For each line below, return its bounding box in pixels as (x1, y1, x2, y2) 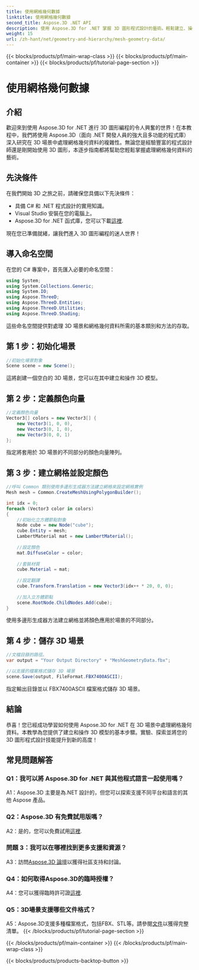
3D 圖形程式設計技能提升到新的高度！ (6, 736, 98, 743)
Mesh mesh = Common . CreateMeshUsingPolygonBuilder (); (6, 490, 142, 496)
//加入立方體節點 (17, 594, 53, 600)
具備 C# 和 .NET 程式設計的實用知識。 (14, 202, 108, 209)
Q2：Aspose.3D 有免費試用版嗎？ (6, 812, 104, 821)
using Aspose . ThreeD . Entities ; (6, 300, 84, 306)
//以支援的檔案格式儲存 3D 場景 (6, 668, 75, 674)
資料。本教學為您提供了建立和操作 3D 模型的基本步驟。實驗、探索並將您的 (6, 729, 188, 736)
